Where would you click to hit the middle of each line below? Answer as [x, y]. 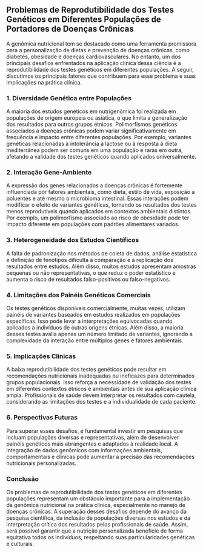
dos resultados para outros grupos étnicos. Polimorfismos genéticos [92, 125]
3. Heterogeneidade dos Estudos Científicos [73, 240]
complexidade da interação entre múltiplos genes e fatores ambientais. [95, 340]
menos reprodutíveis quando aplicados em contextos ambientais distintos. [99, 212]
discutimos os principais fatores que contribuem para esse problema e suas [101, 76]
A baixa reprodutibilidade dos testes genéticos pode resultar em [86, 370]
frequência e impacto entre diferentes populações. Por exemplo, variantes [99, 137]
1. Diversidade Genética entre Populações [69, 98]
